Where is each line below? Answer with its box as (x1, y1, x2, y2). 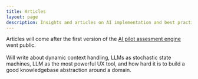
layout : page (6, 14, 38, 20)
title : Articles (6, 8, 46, 15)
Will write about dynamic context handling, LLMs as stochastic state (6, 54, 171, 61)
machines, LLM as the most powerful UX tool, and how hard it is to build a (6, 60, 186, 67)
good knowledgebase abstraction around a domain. (6, 67, 131, 74)
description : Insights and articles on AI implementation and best (6, 19, 176, 25)
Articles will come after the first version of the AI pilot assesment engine (6, 36, 181, 43)
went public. (6, 42, 37, 49)
